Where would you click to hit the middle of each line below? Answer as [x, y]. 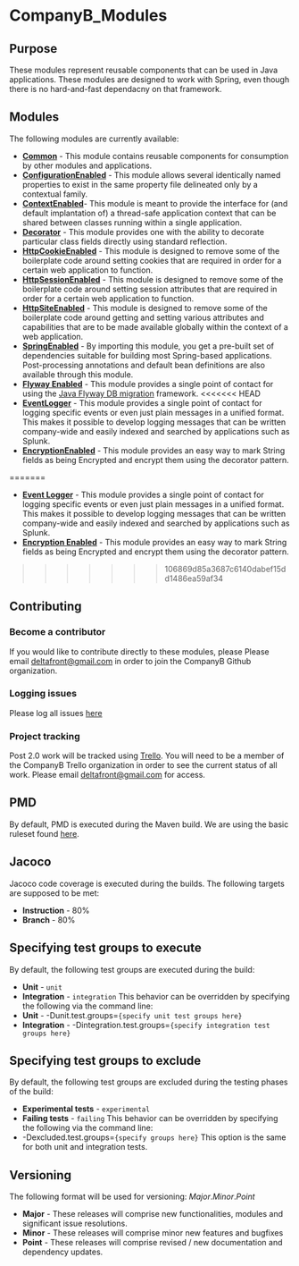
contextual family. [54, 194]
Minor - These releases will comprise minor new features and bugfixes [153, 1233]
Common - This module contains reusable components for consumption [155, 156]
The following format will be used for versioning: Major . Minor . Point [133, 1197]
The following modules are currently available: [94, 139]
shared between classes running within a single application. [132, 222]
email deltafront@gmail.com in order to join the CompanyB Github [130, 661]
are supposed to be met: [54, 893]
